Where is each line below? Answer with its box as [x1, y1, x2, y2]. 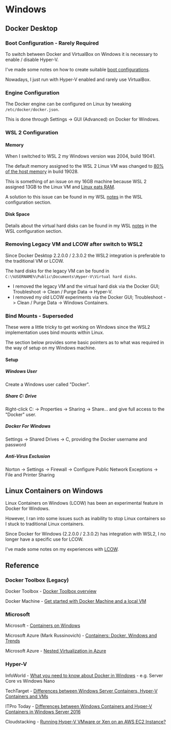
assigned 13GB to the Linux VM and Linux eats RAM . [5, 184, 116, 190]
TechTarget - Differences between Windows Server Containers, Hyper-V [5, 687, 158, 694]
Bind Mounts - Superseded [5, 312, 74, 319]
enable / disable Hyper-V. [5, 56, 59, 63]
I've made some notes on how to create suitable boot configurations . [5, 66, 150, 72]
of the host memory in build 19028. [5, 168, 79, 175]
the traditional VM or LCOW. [5, 258, 64, 264]
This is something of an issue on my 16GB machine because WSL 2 [5, 179, 147, 185]
